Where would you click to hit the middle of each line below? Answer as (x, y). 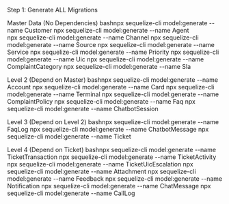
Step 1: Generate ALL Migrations (52, 10)
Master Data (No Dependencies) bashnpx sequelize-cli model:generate (107, 23)
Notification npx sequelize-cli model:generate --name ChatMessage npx (109, 186)
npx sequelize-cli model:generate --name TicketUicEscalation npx (100, 164)
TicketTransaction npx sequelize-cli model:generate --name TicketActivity (112, 157)
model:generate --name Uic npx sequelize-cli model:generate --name (106, 59)
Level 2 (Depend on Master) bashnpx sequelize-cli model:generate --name (113, 80)
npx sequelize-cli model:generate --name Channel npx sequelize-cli (103, 38)
